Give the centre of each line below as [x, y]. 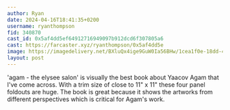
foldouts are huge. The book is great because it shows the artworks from [110, 92]
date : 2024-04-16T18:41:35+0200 [53, 20]
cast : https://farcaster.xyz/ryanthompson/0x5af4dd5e [86, 45]
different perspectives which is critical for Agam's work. [86, 99]
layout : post [26, 58]
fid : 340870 [24, 32]
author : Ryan [26, 13]
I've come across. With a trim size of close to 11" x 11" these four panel [106, 84]
